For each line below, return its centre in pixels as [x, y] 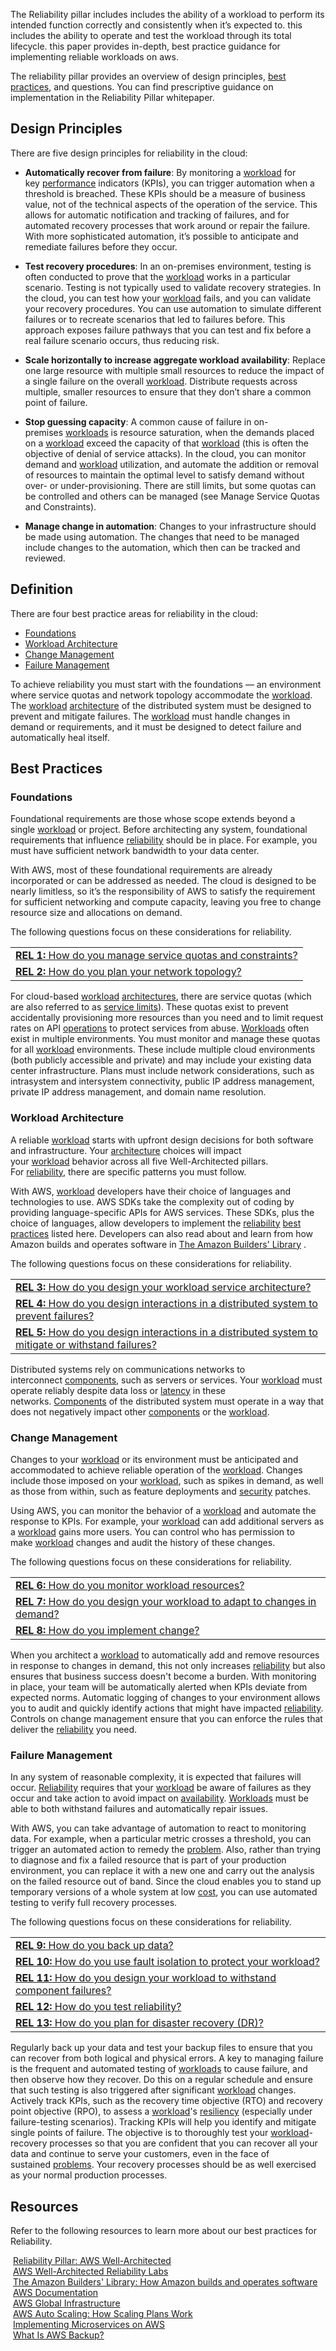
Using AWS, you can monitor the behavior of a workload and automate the [163, 1510]
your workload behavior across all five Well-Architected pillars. [139, 1161]
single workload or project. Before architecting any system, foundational [159, 830]
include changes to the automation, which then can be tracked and [162, 547]
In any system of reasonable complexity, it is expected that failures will [156, 1777]
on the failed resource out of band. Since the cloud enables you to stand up [166, 1881]
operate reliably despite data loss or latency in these [118, 1390]
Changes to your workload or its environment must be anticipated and [154, 1459]
